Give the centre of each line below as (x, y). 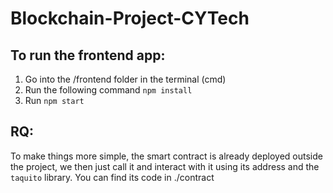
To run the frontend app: (88, 55)
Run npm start (54, 100)
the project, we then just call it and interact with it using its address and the (165, 166)
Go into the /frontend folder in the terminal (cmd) (125, 79)
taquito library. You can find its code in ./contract (112, 177)
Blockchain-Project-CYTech (130, 18)
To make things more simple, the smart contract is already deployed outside (166, 156)
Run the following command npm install (108, 90)
